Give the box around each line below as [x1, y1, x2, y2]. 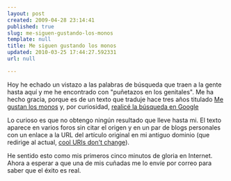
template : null [7, 36, 51, 43]
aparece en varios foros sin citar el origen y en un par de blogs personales [7, 123, 221, 132]
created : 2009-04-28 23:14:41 [7, 17, 95, 24]
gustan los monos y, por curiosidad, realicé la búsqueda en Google [7, 102, 200, 111]
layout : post [7, 10, 45, 17]
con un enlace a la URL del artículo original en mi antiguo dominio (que [7, 130, 210, 139]
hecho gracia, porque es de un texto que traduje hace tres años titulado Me [7, 95, 224, 103]
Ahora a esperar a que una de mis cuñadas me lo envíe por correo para [7, 159, 212, 167]
